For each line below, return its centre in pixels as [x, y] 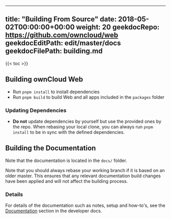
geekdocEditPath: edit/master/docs [63, 43]
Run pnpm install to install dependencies [56, 92]
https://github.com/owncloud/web [62, 35]
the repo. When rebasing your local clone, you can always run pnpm [83, 127]
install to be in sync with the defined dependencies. [68, 132]
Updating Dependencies [36, 110]
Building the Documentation [51, 148]
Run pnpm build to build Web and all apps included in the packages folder [88, 97]
